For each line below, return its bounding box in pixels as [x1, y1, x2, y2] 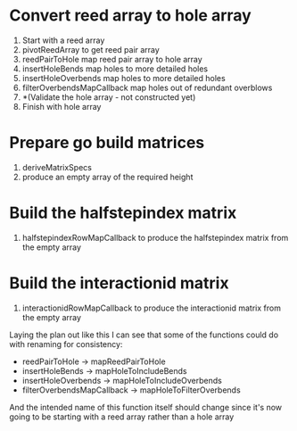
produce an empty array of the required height [21, 171, 194, 182]
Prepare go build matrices [9, 133, 205, 153]
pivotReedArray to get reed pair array [21, 44, 161, 54]
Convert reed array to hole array [9, 5, 252, 26]
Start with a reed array [21, 35, 105, 46]
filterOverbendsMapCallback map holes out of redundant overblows [21, 82, 273, 93]
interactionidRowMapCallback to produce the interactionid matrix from [21, 303, 281, 313]
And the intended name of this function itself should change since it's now [9, 402, 283, 412]
